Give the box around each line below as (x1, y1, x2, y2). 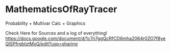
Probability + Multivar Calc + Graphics (5, 20, 86, 26)
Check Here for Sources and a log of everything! (5, 30, 108, 36)
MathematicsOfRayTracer (5, 4, 117, 15)
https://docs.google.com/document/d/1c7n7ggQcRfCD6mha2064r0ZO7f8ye (5, 35, 166, 41)
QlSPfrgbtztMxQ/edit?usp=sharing (5, 40, 78, 46)
